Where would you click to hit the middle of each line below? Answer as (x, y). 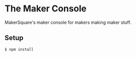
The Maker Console (46, 9)
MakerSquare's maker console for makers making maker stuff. (68, 22)
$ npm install (19, 49)
